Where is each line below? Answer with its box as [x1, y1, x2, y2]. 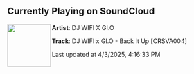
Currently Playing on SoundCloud [7, 5, 155, 17]
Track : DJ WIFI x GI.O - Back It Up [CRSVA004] [51, 37, 187, 45]
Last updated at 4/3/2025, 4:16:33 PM [51, 50, 161, 58]
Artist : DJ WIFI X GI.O [51, 23, 114, 32]
